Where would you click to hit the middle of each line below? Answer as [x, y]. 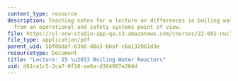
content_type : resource [42, 14]
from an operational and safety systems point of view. [98, 27]
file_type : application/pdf [49, 40]
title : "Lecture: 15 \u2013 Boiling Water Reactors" [87, 60]
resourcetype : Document [42, 54]
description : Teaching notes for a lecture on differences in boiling [114, 20]
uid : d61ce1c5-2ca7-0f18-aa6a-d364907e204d [73, 66]
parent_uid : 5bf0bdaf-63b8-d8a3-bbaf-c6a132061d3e [84, 46]
